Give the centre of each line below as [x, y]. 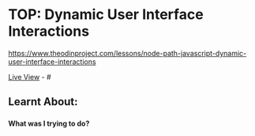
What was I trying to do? [49, 123]
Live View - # [30, 77]
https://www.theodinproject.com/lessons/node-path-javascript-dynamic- [127, 53]
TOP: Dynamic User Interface [106, 15]
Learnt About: [43, 102]
